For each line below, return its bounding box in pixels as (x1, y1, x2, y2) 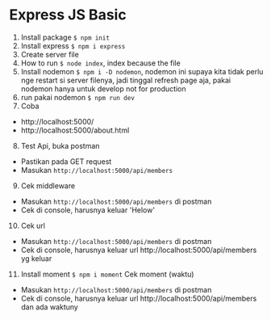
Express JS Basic (9, 6, 127, 24)
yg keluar (20, 253, 52, 263)
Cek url (20, 221, 45, 230)
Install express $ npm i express (20, 40, 126, 50)
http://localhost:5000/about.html (20, 125, 130, 135)
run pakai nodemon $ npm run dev (20, 92, 135, 102)
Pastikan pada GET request (20, 156, 112, 166)
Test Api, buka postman (20, 141, 100, 150)
